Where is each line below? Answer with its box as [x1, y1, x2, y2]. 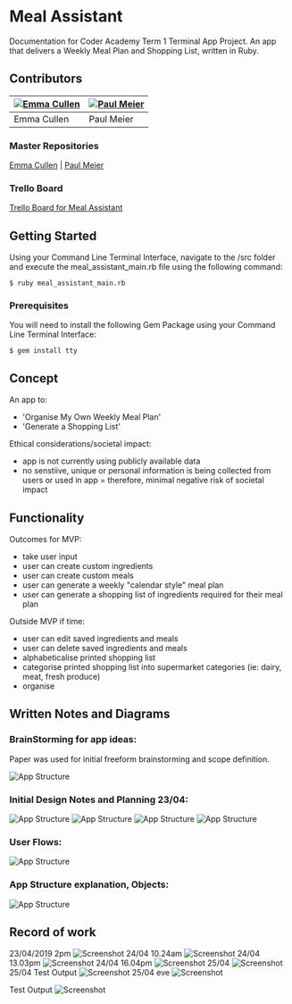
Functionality [9, 510, 85, 525]
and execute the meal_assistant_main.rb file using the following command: [9, 262, 283, 272]
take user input [21, 551, 78, 562]
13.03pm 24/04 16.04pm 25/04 [9, 958, 230, 968]
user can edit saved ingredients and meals [21, 633, 179, 644]
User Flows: [9, 835, 63, 848]
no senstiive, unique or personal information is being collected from [21, 465, 271, 476]
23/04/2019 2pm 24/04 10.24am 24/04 [9, 949, 261, 959]
